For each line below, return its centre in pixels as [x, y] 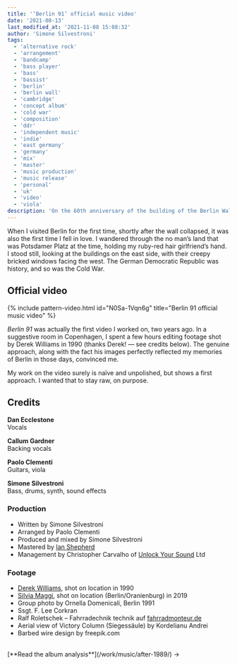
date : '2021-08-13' [36, 20]
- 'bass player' [37, 66]
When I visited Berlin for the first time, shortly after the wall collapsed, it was [118, 231]
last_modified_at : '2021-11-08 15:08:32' [69, 27]
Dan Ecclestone [31, 419]
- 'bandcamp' [33, 60]
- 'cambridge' [34, 100]
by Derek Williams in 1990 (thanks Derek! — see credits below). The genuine [119, 344]
